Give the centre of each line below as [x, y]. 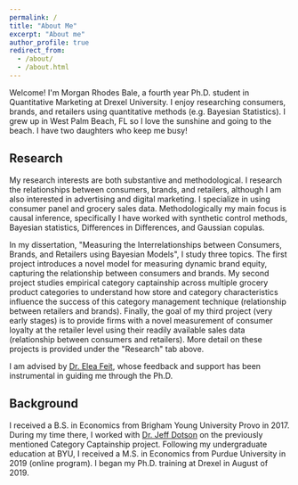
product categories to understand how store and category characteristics [144, 292]
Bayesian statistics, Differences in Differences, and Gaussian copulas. [137, 227]
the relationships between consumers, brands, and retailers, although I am [145, 189]
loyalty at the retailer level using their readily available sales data [127, 330]
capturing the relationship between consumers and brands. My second [139, 273]
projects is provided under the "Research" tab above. [107, 349]
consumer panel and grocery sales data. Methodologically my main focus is [148, 208]
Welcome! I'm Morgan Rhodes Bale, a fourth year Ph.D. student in [129, 92]
